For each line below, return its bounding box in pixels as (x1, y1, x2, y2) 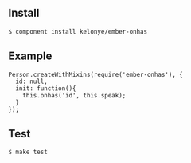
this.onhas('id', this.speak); (22, 91, 127, 99)
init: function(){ (15, 84, 77, 93)
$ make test (8, 148, 48, 157)
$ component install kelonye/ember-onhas (8, 27, 148, 35)
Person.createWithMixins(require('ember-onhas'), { (8, 70, 183, 78)
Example (8, 50, 53, 63)
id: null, (15, 78, 48, 85)
